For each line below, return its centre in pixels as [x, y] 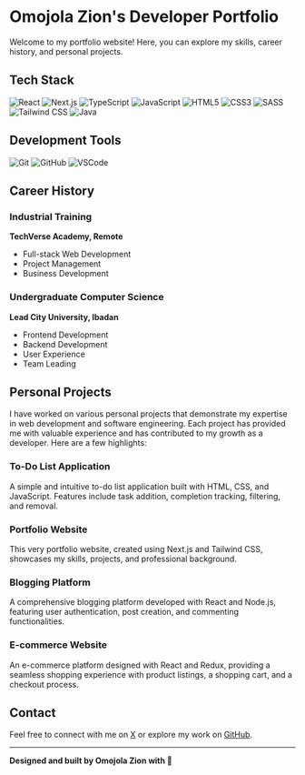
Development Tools [65, 141]
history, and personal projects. [66, 51]
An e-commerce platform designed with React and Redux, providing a [140, 665]
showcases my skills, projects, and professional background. [123, 559]
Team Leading [49, 363]
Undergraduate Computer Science [87, 297]
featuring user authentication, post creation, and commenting [124, 612]
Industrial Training [51, 216]
